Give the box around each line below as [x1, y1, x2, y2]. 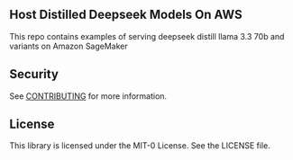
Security [9, 67, 59, 82]
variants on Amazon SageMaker [9, 40, 128, 51]
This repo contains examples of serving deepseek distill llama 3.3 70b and [9, 31, 285, 41]
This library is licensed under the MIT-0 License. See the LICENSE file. [9, 140, 270, 151]
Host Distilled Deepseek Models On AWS [9, 7, 243, 22]
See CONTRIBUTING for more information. [9, 90, 168, 102]
